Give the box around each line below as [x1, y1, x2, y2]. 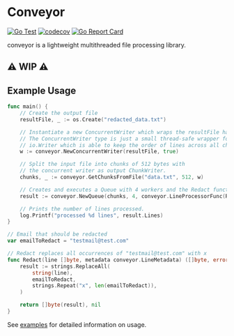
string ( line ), [32, 269, 73, 276]
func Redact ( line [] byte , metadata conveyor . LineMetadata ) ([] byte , [7, 256, 210, 264]
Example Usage [7, 84, 77, 96]
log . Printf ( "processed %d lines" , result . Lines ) [19, 212, 164, 219]
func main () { [7, 103, 49, 110]
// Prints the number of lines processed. [19, 205, 145, 213]
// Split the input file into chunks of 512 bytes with [19, 161, 186, 168]
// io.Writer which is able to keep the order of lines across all [19, 142, 219, 148]
